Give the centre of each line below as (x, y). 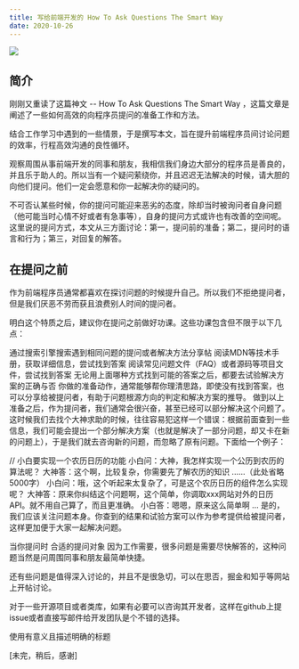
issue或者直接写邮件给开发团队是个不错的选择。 (97, 618)
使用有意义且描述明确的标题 (60, 637)
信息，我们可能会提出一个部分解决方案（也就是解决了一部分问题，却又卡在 (145, 431)
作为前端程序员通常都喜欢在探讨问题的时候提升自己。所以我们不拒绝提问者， (149, 293)
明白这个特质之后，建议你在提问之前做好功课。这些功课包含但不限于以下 (141, 322)
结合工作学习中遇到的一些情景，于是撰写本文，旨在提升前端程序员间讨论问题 (149, 134)
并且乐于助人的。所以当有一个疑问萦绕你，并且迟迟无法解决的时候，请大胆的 (149, 175)
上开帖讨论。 (32, 588)
